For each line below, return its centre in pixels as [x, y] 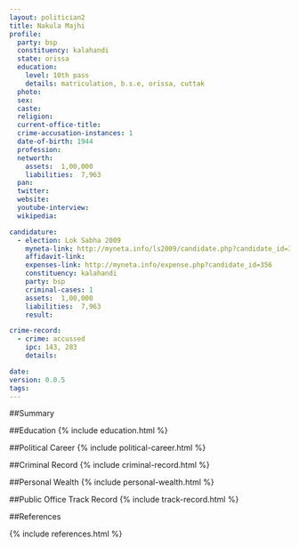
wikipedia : [37, 216]
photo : [29, 92]
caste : [29, 109]
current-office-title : [59, 125]
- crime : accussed [52, 339]
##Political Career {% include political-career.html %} [108, 448]
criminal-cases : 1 [59, 290]
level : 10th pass [57, 76]
